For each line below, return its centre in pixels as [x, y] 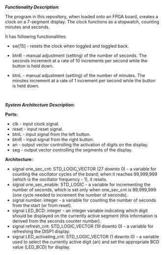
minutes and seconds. [27, 27]
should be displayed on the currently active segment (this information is [85, 216]
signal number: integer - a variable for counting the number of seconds [84, 200]
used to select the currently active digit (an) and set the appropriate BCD [86, 242]
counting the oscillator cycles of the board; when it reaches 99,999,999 [85, 174]
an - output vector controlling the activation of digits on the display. [80, 145]
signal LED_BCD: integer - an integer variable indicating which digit [80, 211]
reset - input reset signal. [38, 129]
